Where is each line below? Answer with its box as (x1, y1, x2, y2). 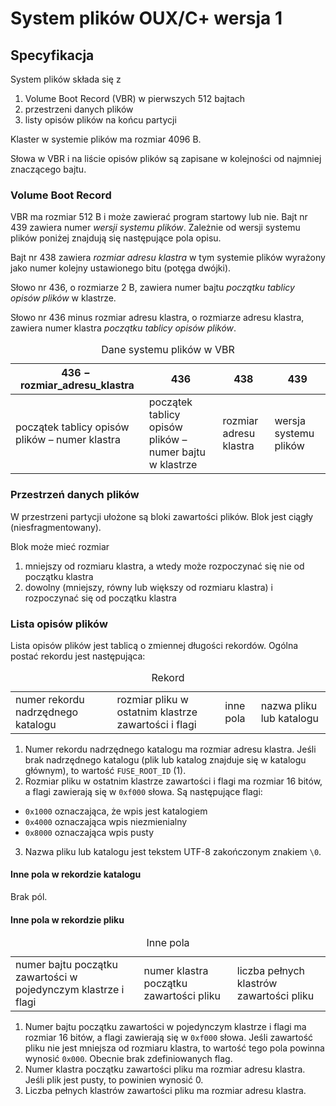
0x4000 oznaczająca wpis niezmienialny (24, 815, 188, 827)
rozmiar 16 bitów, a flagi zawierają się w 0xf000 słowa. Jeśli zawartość (24, 1032, 314, 1044)
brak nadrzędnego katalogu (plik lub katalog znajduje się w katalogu (24, 753, 307, 766)
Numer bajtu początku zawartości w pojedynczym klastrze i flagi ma (24, 1021, 307, 1033)
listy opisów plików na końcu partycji (24, 114, 177, 126)
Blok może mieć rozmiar (10, 540, 110, 552)
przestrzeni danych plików (24, 103, 134, 115)
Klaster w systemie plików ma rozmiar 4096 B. (10, 133, 202, 145)
